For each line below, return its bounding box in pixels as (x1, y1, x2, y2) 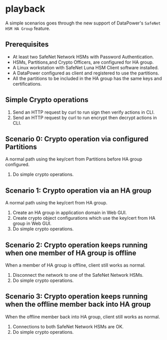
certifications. (12, 81, 42, 87)
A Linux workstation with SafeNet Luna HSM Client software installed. (12, 64, 159, 70)
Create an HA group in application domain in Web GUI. (12, 210, 127, 216)
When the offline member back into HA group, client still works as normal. (5, 313, 160, 320)
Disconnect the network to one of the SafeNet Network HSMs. (12, 272, 144, 278)
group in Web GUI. (12, 220, 52, 227)
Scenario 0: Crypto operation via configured (5, 135, 149, 143)
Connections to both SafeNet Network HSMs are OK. (12, 323, 124, 329)
